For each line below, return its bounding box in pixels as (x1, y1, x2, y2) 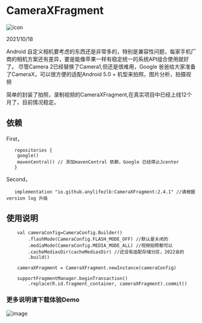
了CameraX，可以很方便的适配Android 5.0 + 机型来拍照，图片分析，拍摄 (6, 70, 186, 77)
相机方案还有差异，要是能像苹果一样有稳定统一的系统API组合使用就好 (16, 55, 189, 62)
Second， (6, 175, 31, 183)
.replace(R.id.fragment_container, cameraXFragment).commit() (28, 281, 188, 287)
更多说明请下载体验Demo (6, 296, 80, 304)
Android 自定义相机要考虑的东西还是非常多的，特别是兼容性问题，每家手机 (6, 48, 191, 55)
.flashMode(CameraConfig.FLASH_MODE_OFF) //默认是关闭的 (28, 236, 169, 242)
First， (6, 135, 23, 142)
